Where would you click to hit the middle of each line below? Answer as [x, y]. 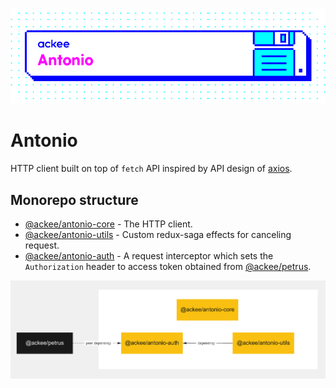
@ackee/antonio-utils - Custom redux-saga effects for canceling [158, 235]
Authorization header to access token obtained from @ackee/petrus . [168, 267]
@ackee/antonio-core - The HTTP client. [108, 224]
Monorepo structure [74, 199]
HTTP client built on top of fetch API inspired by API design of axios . [151, 169]
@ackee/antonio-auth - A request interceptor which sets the [149, 256]
